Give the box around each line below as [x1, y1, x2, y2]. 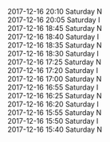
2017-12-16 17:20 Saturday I [7, 66, 99, 75]
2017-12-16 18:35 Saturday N [7, 40, 103, 50]
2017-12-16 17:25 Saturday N [7, 57, 101, 67]
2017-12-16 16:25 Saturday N [7, 91, 102, 100]
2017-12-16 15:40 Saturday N [7, 125, 103, 134]
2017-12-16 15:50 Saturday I [7, 117, 99, 125]
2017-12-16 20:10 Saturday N [7, 7, 103, 16]
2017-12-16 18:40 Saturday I [7, 32, 100, 41]
